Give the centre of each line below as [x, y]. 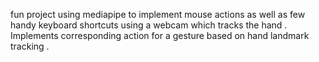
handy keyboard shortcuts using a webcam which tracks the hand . [149, 25]
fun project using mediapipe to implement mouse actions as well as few [158, 14]
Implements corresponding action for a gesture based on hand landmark [160, 35]
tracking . [30, 46]
